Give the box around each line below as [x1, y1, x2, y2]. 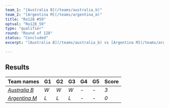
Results [5, 63, 30, 72]
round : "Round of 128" [5, 31, 53, 36]
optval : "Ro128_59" [5, 21, 46, 27]
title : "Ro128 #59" [5, 17, 46, 22]
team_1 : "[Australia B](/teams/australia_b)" [5, 7, 102, 13]
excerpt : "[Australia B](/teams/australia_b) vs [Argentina [5, 40, 134, 45]
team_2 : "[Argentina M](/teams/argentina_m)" [5, 12, 102, 17]
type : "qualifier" [5, 26, 44, 31]
